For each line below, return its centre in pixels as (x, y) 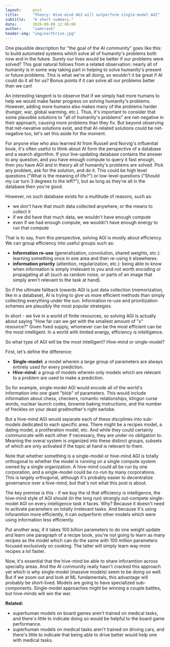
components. (19, 588)
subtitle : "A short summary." (39, 19)
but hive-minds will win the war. (39, 593)
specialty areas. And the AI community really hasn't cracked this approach (83, 566)
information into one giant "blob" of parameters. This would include (76, 393)
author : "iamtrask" (30, 29)
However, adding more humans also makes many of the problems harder (81, 106)
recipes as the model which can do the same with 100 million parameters (81, 540)
